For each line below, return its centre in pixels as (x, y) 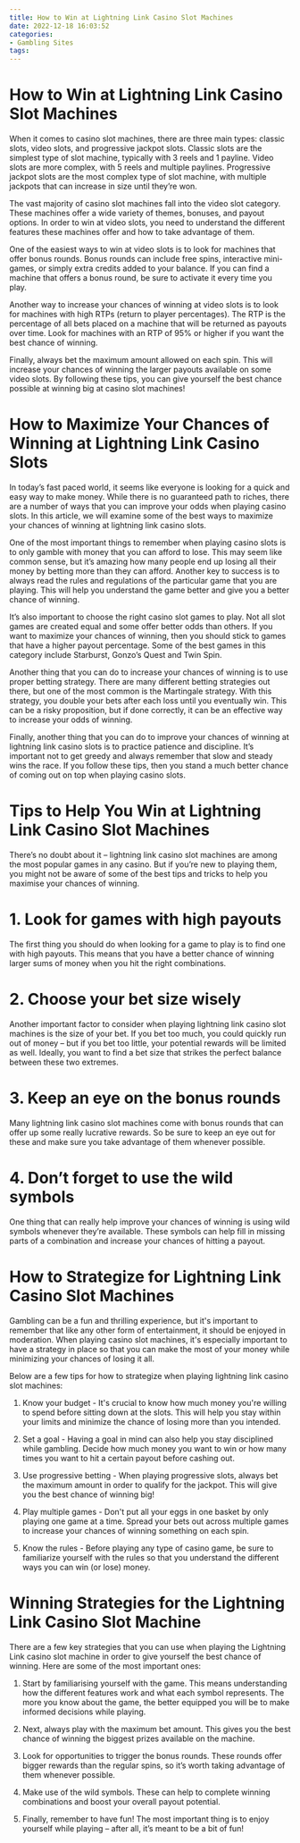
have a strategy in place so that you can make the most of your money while (150, 1349)
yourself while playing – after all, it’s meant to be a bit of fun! (133, 1828)
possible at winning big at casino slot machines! (97, 389)
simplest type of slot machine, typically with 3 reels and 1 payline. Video (142, 158)
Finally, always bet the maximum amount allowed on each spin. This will (142, 360)
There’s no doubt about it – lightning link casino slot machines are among (144, 854)
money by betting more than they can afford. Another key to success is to (145, 571)
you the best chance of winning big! (88, 1494)
